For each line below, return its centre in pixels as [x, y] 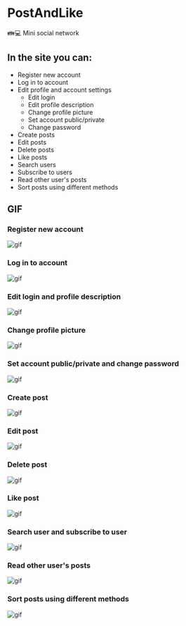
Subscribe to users [45, 172]
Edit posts [32, 142]
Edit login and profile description [64, 296]
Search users [36, 164]
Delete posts [36, 149]
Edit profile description [61, 104]
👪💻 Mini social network [43, 32]
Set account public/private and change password [93, 364]
